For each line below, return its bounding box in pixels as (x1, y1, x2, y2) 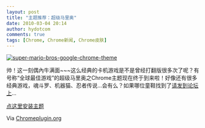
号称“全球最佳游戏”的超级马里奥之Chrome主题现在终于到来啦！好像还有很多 (6, 74, 198, 81)
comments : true (6, 32, 45, 38)
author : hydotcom (6, 26, 51, 32)
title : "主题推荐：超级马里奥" (6, 15, 77, 21)
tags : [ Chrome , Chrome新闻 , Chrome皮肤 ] (6, 37, 107, 43)
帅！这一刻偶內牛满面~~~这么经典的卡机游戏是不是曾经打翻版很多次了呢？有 (6, 66, 199, 74)
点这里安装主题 (6, 102, 44, 110)
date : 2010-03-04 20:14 (6, 20, 67, 26)
